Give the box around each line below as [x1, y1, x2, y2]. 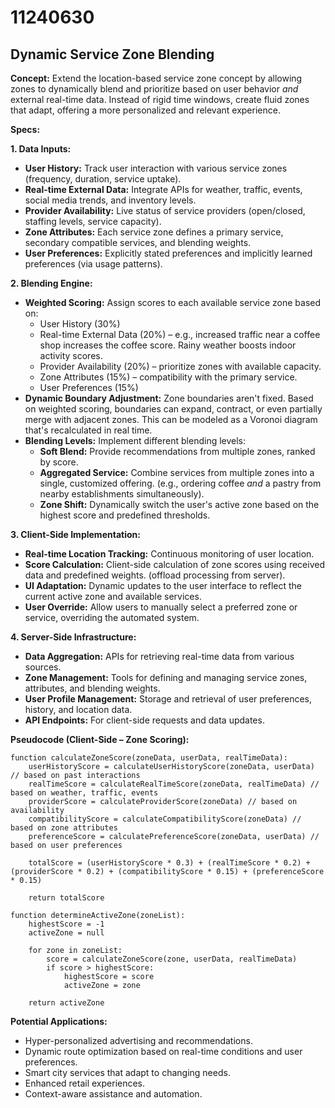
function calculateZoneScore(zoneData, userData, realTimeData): [10, 753, 288, 763]
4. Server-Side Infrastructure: [10, 631, 137, 643]
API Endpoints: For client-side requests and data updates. [24, 714, 265, 726]
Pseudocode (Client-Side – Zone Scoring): [10, 734, 190, 745]
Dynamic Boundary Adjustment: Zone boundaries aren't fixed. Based [24, 392, 314, 404]
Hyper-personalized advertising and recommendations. [24, 1035, 253, 1046]
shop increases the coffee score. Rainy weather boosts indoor [39, 339, 297, 351]
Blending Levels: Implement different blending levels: [24, 435, 247, 446]
